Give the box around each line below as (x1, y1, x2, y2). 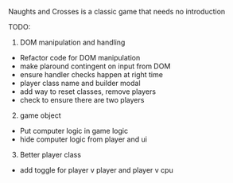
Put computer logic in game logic (19, 127, 129, 135)
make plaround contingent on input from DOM (19, 61, 171, 71)
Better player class (19, 150, 82, 159)
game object (19, 111, 61, 120)
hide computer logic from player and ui (19, 134, 147, 144)
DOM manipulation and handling (19, 37, 126, 47)
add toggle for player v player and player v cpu (19, 165, 173, 174)
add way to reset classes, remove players (19, 87, 157, 96)
